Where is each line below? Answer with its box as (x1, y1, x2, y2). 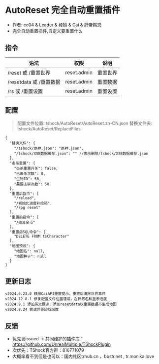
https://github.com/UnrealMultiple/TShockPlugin (12, 341, 111, 347)
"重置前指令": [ (9, 214, 39, 220)
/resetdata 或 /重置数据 (7, 79, 61, 85)
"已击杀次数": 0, (14, 171, 46, 176)
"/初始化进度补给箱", (14, 201, 53, 205)
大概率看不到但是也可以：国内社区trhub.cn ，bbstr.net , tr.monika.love (12, 354, 154, 360)
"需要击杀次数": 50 (14, 181, 49, 187)
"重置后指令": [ (9, 191, 39, 196)
